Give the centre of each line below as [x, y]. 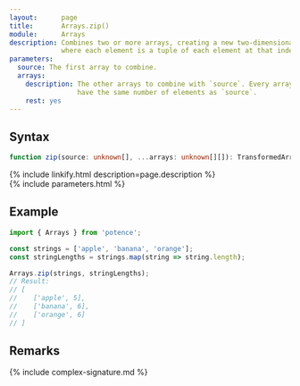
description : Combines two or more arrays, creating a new [121, 42]
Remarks [35, 351]
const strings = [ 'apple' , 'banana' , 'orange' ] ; [101, 248]
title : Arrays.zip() [59, 26]
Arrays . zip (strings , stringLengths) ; [79, 273]
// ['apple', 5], [48, 298]
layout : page [43, 17]
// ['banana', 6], [50, 306]
